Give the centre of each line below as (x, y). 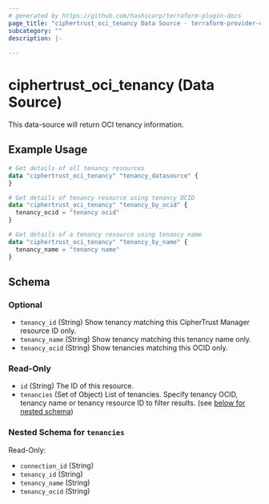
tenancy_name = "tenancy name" (68, 250)
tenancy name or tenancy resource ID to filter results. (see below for (132, 403)
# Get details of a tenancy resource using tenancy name (105, 234)
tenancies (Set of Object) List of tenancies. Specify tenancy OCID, (129, 395)
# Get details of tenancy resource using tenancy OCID (102, 197)
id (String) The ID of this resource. (77, 386)
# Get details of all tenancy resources (77, 168)
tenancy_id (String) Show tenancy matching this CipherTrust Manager (135, 323)
